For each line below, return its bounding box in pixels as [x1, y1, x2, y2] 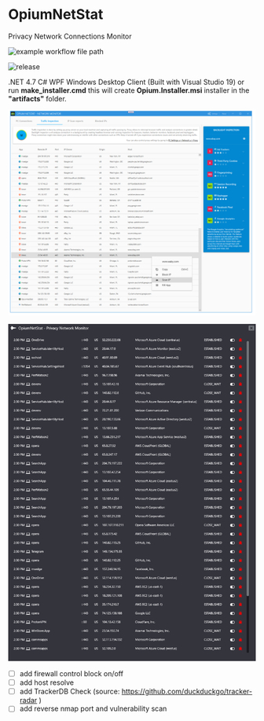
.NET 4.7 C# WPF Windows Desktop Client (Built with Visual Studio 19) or [8, 77, 245, 86]
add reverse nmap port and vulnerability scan [19, 704, 167, 713]
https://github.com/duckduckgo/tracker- [121, 686, 253, 697]
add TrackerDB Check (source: [19, 686, 120, 697]
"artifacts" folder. [8, 94, 67, 103]
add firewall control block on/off [19, 669, 124, 679]
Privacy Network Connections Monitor [8, 31, 132, 41]
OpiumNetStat [8, 6, 104, 24]
